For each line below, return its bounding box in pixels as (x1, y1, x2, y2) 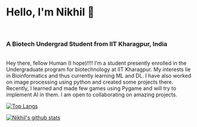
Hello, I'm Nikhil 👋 (6, 5, 95, 19)
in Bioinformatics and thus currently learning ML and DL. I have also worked (6, 72, 192, 80)
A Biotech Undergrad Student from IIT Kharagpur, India (6, 40, 167, 48)
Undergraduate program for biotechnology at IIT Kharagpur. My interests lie (6, 66, 191, 73)
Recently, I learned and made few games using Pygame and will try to (6, 85, 177, 92)
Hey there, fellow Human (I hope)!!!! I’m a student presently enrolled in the (6, 59, 187, 67)
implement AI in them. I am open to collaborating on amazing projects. (6, 91, 177, 99)
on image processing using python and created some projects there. (6, 78, 174, 85)
